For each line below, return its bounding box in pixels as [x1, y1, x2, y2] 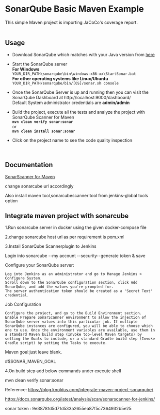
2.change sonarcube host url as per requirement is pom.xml [5, 234, 125, 240]
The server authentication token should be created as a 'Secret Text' [5, 289, 153, 294]
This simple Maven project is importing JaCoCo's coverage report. [5, 19, 138, 25]
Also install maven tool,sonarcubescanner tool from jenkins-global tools [5, 192, 148, 198]
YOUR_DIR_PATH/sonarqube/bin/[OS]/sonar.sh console [12, 81, 119, 86]
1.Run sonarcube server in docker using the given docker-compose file [5, 225, 147, 230]
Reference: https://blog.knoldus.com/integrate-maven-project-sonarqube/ [5, 387, 154, 393]
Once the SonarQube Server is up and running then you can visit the [12, 89, 149, 95]
